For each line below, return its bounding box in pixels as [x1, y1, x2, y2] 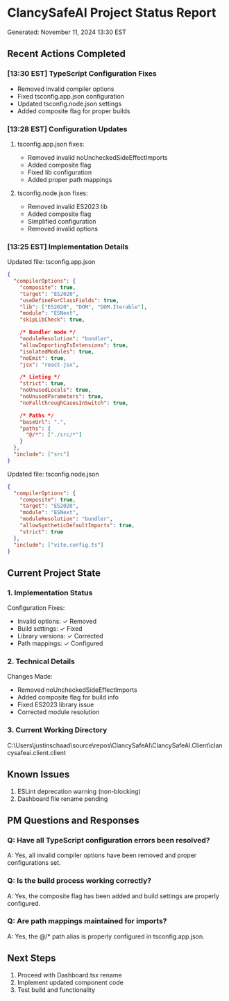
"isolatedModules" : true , [19, 348, 95, 355]
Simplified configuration [27, 217, 96, 225]
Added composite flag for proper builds [17, 106, 130, 115]
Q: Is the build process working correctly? [7, 876, 151, 886]
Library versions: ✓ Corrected [17, 632, 103, 640]
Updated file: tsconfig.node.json [7, 470, 99, 478]
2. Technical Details [7, 656, 75, 666]
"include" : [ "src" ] [13, 451, 70, 458]
